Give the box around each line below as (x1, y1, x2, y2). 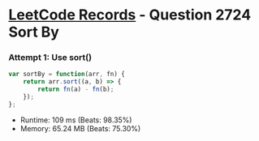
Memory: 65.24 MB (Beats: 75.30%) (19, 123, 141, 133)
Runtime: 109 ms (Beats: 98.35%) (19, 115, 132, 125)
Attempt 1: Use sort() (8, 52, 92, 63)
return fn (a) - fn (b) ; (37, 85, 114, 94)
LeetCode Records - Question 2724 (8, 6, 252, 24)
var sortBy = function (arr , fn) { (8, 70, 126, 79)
